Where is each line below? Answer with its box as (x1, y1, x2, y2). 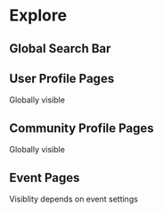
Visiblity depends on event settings (9, 193, 138, 205)
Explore (9, 5, 68, 26)
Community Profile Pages (9, 120, 154, 135)
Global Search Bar (9, 41, 111, 56)
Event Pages (9, 170, 80, 185)
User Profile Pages (9, 70, 115, 86)
